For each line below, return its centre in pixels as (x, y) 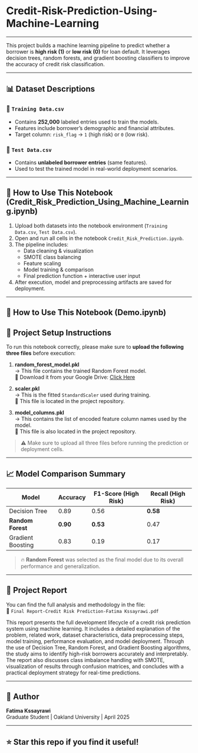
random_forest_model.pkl (47, 364)
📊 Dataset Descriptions (51, 89)
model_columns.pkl (39, 413)
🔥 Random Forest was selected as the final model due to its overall (102, 559)
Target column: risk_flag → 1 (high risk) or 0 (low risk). (82, 134)
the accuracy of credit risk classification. (55, 64)
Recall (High (168, 494)
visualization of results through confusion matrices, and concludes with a (95, 666)
